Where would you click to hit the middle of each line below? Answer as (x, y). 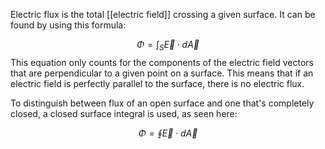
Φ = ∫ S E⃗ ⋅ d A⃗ (168, 46)
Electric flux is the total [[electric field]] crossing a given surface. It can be (163, 14)
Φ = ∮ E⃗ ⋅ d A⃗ (168, 133)
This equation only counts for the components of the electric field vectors (162, 62)
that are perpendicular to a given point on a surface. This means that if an (162, 73)
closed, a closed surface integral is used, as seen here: (124, 113)
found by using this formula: (68, 25)
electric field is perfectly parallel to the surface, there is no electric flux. (157, 83)
